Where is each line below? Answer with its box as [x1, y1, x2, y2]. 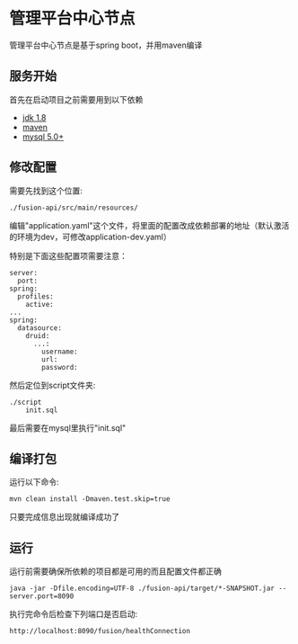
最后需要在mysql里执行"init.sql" [9, 422, 127, 433]
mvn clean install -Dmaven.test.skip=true [9, 495, 171, 504]
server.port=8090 [9, 592, 74, 601]
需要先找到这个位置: [9, 185, 83, 196]
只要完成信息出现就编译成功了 [9, 512, 119, 523]
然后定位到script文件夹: [9, 380, 96, 390]
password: [41, 362, 78, 371]
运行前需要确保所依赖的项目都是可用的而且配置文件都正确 [9, 566, 222, 577]
